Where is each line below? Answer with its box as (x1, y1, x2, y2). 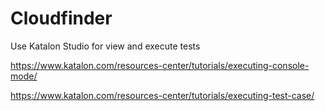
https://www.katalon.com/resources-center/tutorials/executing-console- (10, 59, 310, 71)
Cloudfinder (10, 7, 113, 30)
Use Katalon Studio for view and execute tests (10, 40, 201, 52)
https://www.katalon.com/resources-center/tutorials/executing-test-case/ (10, 89, 315, 101)
